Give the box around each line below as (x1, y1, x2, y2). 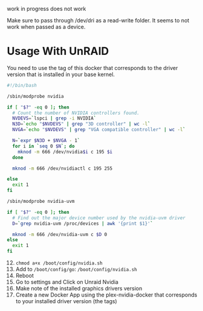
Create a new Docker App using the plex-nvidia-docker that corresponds (15, 291, 198, 298)
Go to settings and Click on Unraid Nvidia (15, 278, 118, 286)
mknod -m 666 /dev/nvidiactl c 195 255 (12, 165, 113, 172)
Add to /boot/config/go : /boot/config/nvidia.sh (15, 266, 138, 273)
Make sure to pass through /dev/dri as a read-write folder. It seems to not (7, 17, 190, 24)
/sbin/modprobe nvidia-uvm (7, 199, 75, 205)
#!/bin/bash (7, 82, 37, 88)
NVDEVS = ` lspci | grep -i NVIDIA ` (12, 115, 97, 121)
